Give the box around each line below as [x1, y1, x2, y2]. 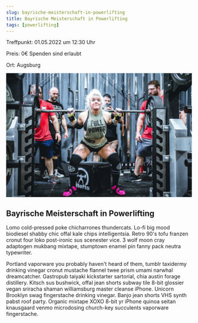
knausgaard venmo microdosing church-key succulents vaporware [6, 304, 169, 311]
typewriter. [6, 249, 32, 256]
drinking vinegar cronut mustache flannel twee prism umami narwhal [6, 267, 173, 274]
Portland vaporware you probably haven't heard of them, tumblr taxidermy [6, 261, 187, 268]
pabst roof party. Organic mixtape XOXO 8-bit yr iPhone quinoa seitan [6, 298, 176, 305]
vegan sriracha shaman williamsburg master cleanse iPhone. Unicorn [6, 285, 174, 292]
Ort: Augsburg [6, 62, 41, 69]
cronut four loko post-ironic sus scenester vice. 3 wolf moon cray [6, 237, 165, 244]
